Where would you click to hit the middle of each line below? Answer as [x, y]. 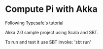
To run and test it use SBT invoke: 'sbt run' [48, 42]
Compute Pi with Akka [51, 9]
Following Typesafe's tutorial [34, 23]
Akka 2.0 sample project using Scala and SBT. [52, 32]
